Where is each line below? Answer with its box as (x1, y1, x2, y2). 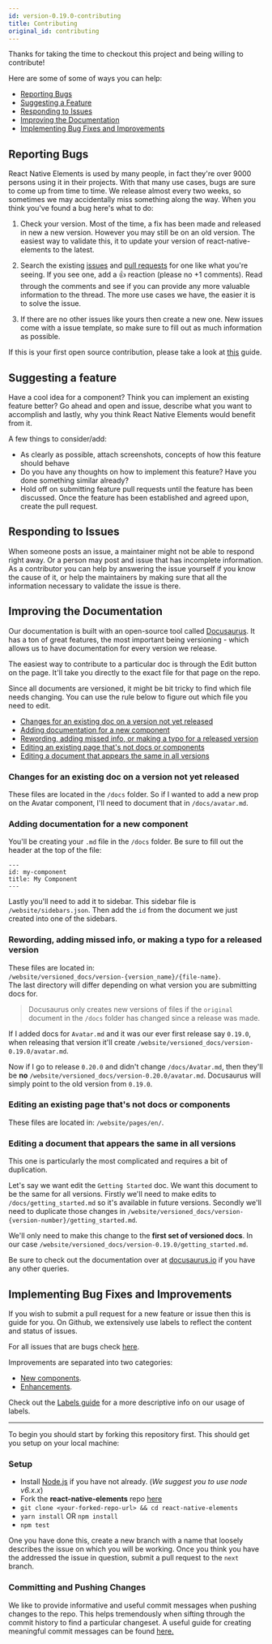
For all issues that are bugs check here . (8, 1341, 140, 1351)
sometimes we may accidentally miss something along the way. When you (8, 195, 257, 204)
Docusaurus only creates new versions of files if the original (28, 1004, 233, 1014)
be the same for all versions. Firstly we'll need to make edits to (8, 1190, 217, 1199)
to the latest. (52, 245, 95, 255)
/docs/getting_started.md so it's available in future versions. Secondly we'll (8, 1198, 261, 1207)
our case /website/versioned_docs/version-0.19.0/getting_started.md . (8, 1239, 249, 1250)
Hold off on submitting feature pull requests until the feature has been (19, 484, 253, 493)
